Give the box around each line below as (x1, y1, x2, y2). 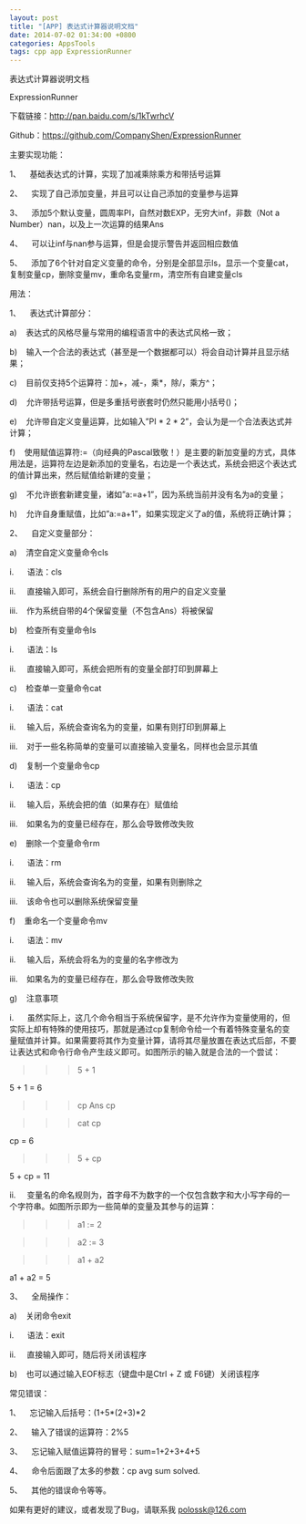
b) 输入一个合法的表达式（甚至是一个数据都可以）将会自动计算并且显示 (9, 347, 282, 358)
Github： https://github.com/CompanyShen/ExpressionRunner (9, 130, 241, 141)
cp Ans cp (76, 1100, 116, 1111)
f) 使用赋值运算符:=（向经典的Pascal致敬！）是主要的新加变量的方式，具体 (9, 447, 296, 458)
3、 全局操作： (9, 1291, 72, 1302)
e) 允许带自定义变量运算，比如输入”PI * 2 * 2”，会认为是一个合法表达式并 (9, 416, 293, 427)
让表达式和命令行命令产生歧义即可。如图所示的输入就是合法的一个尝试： (9, 1046, 280, 1058)
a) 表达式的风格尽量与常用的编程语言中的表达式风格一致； (9, 327, 234, 338)
